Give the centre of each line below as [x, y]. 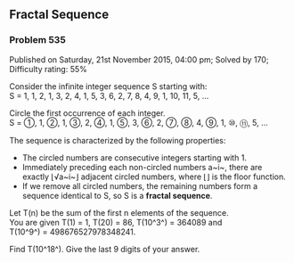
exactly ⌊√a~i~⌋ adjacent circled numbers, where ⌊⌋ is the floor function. [154, 177]
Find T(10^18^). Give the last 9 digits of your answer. [105, 249]
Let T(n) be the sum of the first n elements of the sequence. [119, 212]
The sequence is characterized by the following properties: [118, 140]
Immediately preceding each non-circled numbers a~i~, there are [142, 167]
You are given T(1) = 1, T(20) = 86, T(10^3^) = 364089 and [116, 222]
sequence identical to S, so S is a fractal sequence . [117, 195]
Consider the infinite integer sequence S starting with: [108, 86]
